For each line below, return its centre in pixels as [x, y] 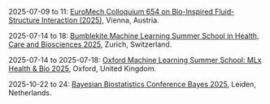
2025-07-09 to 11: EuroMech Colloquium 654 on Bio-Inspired [111, 12]
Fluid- [224, 12]
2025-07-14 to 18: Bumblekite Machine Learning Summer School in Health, [134, 36]
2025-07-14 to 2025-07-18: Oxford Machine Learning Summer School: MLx [135, 60]
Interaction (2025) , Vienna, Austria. [101, 20]
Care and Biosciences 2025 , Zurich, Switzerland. [90, 44]
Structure [24, 20]
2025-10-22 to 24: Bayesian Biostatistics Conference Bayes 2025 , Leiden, [132, 84]
